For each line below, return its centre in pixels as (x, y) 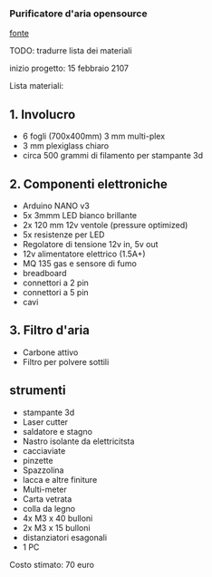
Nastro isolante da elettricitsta (78, 441)
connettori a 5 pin (55, 292)
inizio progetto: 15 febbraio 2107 (69, 68)
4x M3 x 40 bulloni (58, 518)
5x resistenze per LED (63, 235)
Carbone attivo (50, 352)
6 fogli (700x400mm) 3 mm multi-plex (94, 136)
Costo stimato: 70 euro (52, 564)
